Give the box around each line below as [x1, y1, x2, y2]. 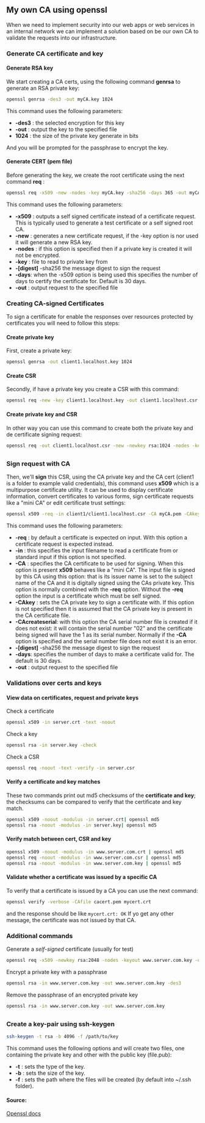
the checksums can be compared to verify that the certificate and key [6, 798, 182, 806]
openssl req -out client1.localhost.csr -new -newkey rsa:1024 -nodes [6, 442, 190, 449]
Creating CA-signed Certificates [6, 299, 104, 308]
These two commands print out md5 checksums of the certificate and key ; [6, 792, 196, 799]
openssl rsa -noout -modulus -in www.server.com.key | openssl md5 [6, 860, 182, 866]
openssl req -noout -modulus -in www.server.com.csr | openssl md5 [6, 854, 182, 861]
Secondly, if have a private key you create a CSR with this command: [6, 386, 179, 393]
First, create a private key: [6, 347, 72, 355]
